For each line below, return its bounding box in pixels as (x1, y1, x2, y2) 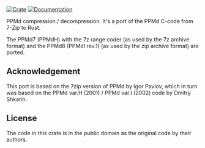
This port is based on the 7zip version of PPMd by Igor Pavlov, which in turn (6, 82, 198, 90)
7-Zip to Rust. (6, 24, 41, 31)
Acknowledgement (6, 66, 81, 77)
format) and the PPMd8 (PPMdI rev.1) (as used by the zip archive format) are (6, 43, 199, 49)
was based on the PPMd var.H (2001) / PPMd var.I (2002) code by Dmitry (6, 89, 191, 96)
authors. (6, 136, 28, 143)
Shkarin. (6, 95, 28, 103)
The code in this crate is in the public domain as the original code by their (6, 129, 192, 136)
